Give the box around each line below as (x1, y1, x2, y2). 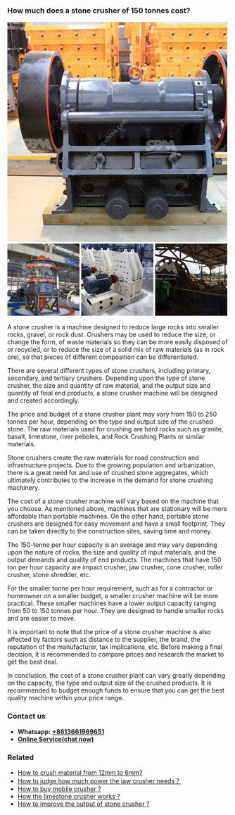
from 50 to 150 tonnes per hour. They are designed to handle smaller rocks (7, 607, 224, 615)
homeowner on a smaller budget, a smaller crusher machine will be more (7, 592, 219, 600)
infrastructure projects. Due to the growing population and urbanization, (7, 461, 216, 469)
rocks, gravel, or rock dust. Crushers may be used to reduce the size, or (7, 330, 216, 339)
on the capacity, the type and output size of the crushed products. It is (7, 678, 212, 688)
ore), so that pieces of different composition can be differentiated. (7, 353, 199, 361)
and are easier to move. (7, 614, 76, 623)
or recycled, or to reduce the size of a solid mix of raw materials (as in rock (7, 346, 224, 354)
